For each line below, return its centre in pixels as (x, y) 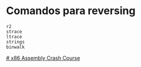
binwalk (16, 47)
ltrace (14, 36)
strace (14, 31)
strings (16, 42)
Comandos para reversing (71, 11)
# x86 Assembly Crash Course (43, 58)
